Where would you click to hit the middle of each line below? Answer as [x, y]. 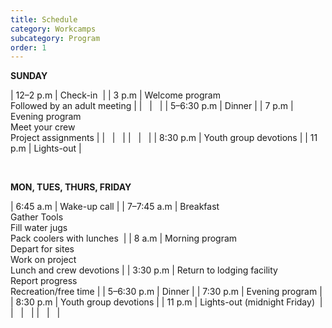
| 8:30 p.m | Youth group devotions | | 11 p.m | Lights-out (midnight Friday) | [166, 302]
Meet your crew [43, 127]
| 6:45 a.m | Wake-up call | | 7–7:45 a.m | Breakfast [115, 207]
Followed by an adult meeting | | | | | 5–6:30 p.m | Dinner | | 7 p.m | [152, 106]
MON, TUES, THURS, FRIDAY [71, 187]
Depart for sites [42, 249]
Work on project [43, 260]
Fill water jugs [39, 228]
